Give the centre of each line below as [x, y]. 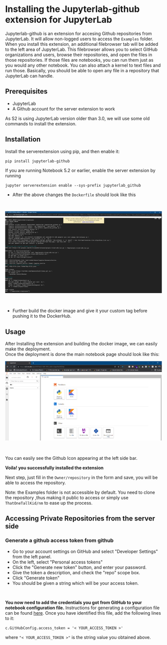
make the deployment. [28, 349]
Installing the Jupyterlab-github [73, 9]
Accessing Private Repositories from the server [80, 519]
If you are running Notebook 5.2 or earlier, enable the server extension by [80, 170]
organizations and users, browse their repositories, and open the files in [79, 54]
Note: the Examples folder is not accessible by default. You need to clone [80, 492]
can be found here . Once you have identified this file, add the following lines [83, 613]
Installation [23, 140]
